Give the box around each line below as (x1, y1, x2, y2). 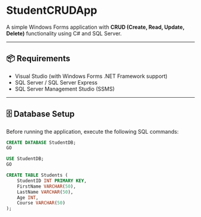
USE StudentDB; (6, 156, 44, 162)
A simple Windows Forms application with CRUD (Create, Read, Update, (6, 23, 185, 31)
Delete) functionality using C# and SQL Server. (6, 29, 122, 37)
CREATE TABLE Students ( (6, 172, 68, 179)
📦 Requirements (6, 53, 71, 64)
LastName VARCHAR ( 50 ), (17, 189, 74, 195)
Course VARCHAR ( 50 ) (17, 200, 66, 206)
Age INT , (17, 194, 39, 201)
